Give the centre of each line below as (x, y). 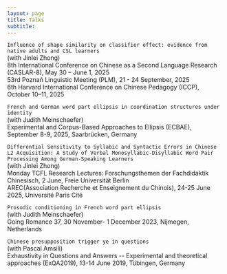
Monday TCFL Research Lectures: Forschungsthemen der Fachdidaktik (108, 173)
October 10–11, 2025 (36, 94)
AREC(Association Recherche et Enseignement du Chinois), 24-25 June (109, 188)
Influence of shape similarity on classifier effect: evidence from (107, 45)
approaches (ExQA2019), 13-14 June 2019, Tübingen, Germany (96, 263)
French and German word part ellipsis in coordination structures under (113, 107)
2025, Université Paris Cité (45, 195)
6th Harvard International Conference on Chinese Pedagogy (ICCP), (103, 87)
